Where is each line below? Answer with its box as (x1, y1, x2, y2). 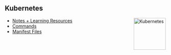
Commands (12, 23, 37, 29)
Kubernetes (5, 4, 43, 13)
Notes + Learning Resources (12, 17, 72, 23)
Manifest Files (12, 28, 42, 35)
